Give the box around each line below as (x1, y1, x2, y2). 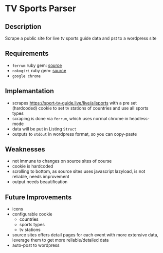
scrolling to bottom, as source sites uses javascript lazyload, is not (12, 169, 145, 174)
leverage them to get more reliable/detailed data (12, 237, 109, 243)
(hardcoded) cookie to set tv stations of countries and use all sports (12, 105, 148, 111)
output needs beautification (12, 179, 68, 185)
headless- (129, 115, 150, 121)
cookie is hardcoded (12, 163, 54, 169)
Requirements (5, 49, 49, 58)
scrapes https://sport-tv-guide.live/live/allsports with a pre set (12, 100, 137, 105)
